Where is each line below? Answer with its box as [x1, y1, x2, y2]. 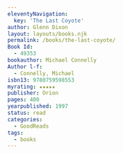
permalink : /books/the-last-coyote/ [7, 37, 116, 44]
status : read [7, 109, 46, 116]
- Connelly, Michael [14, 70, 75, 77]
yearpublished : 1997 [7, 103, 69, 110]
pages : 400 [7, 97, 40, 104]
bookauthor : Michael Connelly [7, 57, 97, 64]
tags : [7, 129, 23, 136]
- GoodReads [14, 122, 50, 130]
